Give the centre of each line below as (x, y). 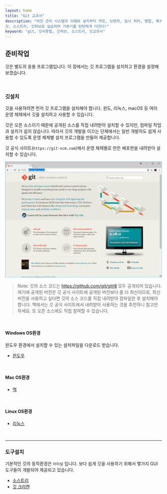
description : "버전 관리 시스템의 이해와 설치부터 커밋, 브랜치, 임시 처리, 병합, (80, 21)
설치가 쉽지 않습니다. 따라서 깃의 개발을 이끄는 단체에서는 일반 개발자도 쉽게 (83, 131)
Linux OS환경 (19, 411)
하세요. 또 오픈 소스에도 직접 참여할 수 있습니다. (63, 311)
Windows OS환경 (23, 333)
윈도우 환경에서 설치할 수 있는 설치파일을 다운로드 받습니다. (62, 345)
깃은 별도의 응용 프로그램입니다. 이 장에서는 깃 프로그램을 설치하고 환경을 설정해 (82, 66)
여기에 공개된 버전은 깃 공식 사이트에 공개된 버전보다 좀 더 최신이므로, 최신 (89, 292)
